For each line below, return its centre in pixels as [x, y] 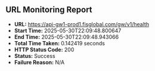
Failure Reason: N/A [39, 62]
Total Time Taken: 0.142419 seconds [60, 43]
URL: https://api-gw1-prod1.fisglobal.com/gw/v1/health [82, 24]
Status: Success [35, 55]
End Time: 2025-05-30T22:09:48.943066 [66, 37]
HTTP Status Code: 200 [44, 50]
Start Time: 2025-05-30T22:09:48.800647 [68, 30]
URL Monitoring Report [49, 10]
